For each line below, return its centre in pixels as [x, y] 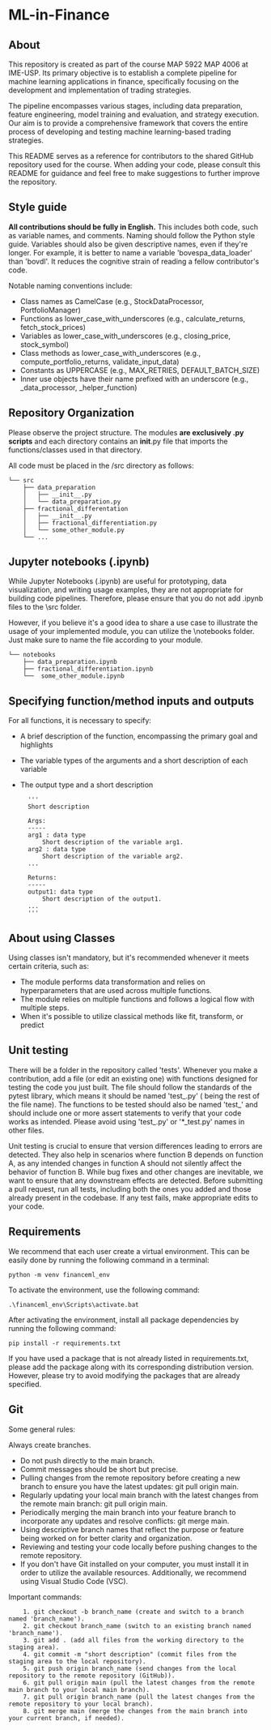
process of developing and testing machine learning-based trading [120, 132]
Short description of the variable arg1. [112, 842]
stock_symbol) [44, 344]
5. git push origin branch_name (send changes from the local [130, 1668]
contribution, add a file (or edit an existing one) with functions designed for [133, 1078]
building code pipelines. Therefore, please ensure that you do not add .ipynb [136, 598]
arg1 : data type [57, 835]
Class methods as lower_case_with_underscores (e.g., [110, 353]
